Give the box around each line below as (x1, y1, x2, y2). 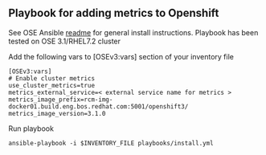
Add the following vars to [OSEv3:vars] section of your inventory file (8, 51, 235, 61)
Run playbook (8, 124, 55, 133)
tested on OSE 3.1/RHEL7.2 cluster (8, 36, 121, 46)
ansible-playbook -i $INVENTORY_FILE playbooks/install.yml (8, 139, 215, 147)
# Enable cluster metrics (8, 74, 95, 83)
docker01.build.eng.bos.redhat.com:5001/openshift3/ (8, 102, 189, 111)
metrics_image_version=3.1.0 (8, 109, 106, 117)
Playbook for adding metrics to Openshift (8, 6, 219, 20)
